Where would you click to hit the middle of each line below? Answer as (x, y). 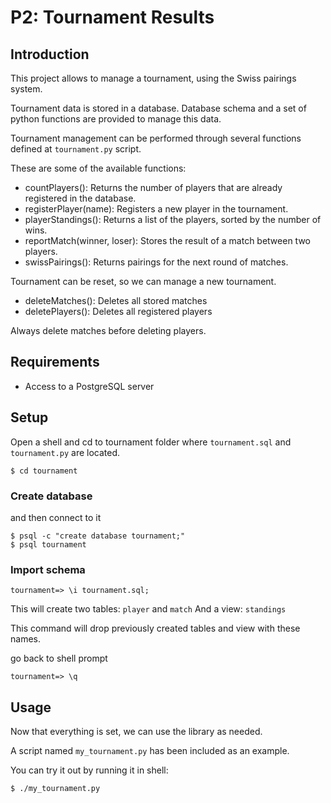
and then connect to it (56, 517)
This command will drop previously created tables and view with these (155, 628)
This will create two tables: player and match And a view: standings (148, 609)
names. (25, 639)
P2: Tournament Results (112, 17)
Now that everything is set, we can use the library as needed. (136, 732)
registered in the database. (80, 198)
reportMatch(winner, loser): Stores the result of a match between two (167, 240)
